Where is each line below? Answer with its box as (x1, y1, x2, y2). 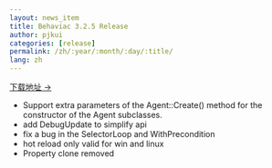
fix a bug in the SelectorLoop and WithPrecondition (22, 129, 216, 139)
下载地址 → (9, 82, 52, 92)
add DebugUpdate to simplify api (22, 119, 148, 130)
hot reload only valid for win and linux (22, 138, 164, 149)
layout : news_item (9, 13, 79, 23)
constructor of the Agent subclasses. (22, 110, 162, 120)
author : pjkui (9, 30, 64, 39)
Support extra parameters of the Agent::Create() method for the (22, 100, 263, 110)
